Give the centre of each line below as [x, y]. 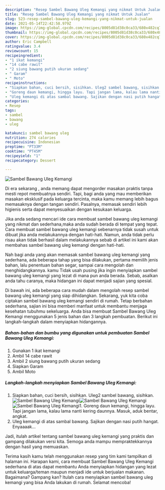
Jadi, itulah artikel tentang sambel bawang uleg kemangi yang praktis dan [80, 436]
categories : [17, 101]
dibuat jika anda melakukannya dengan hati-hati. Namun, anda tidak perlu [80, 234]
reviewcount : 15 [22, 51]
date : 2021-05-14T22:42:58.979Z [38, 23]
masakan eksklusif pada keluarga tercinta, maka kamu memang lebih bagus [82, 199]
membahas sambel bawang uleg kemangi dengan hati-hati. [65, 245]
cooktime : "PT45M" [24, 151]
